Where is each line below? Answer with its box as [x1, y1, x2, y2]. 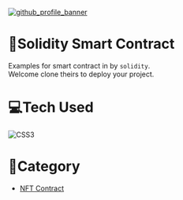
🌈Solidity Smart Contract [8, 35, 175, 53]
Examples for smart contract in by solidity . [8, 61, 151, 70]
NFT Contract [19, 183, 65, 193]
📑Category [8, 157, 80, 176]
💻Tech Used [8, 98, 94, 117]
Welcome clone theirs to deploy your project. [8, 69, 155, 79]
